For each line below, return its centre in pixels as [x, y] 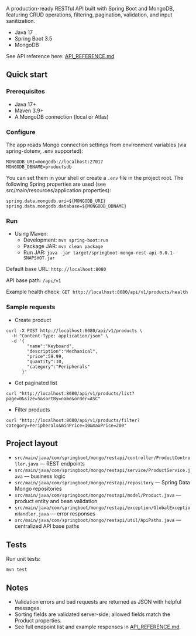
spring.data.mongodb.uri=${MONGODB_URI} [56, 201]
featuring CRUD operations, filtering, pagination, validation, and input [89, 15]
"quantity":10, [46, 361]
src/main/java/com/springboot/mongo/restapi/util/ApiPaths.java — [98, 520]
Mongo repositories [38, 489]
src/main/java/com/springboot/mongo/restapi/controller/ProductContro [102, 458]
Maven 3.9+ [29, 111]
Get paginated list [36, 383]
